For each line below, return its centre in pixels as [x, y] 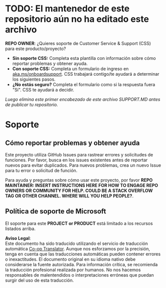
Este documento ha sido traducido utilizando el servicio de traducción [77, 243]
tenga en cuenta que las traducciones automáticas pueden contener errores [83, 254]
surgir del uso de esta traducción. [40, 280]
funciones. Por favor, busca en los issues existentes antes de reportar [76, 160]
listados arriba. [20, 229]
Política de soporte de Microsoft [56, 212]
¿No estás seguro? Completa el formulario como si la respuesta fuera [83, 84]
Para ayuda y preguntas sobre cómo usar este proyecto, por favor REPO [79, 180]
